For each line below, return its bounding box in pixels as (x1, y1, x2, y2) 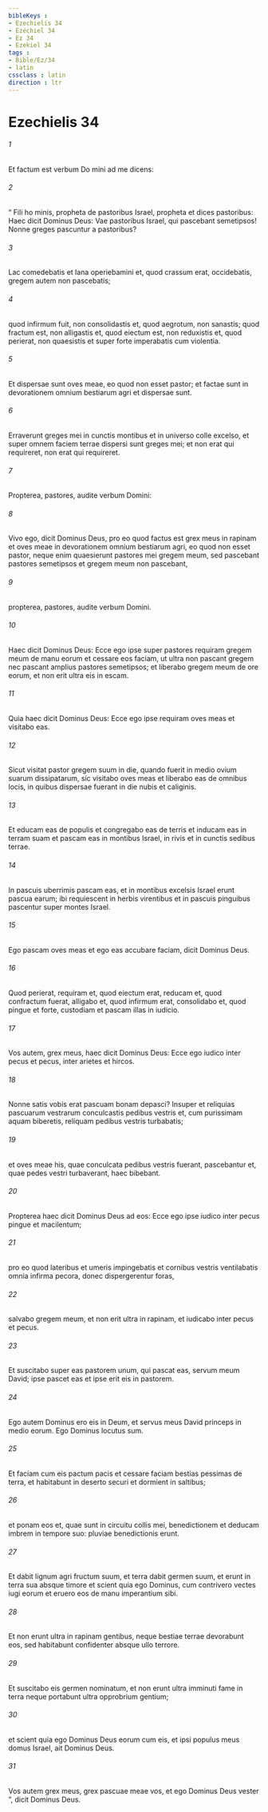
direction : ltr (8, 78, 62, 86)
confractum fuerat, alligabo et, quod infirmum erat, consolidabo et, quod (8, 996, 246, 1006)
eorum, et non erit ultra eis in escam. (8, 670, 129, 680)
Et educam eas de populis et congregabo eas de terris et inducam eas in (8, 825, 247, 835)
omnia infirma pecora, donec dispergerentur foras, (8, 1271, 175, 1280)
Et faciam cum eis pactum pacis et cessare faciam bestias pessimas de (8, 1469, 242, 1478)
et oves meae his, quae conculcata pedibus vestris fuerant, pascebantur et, (8, 1160, 257, 1169)
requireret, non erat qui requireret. (8, 447, 120, 457)
